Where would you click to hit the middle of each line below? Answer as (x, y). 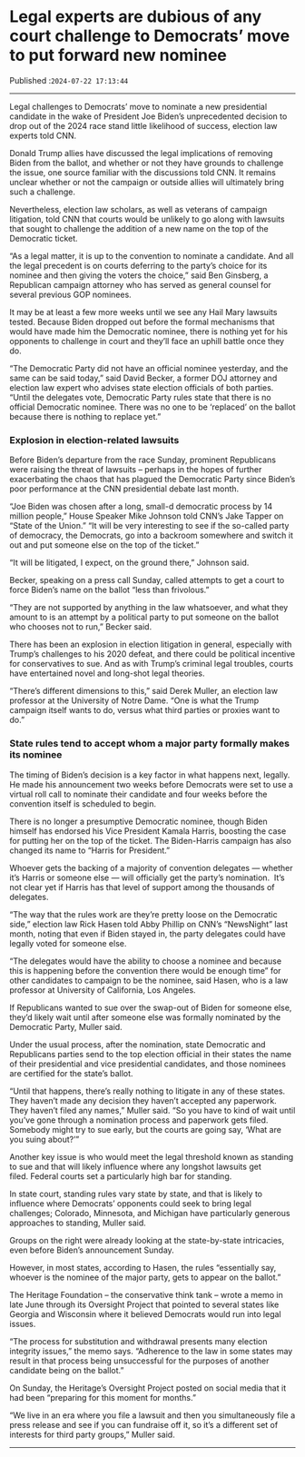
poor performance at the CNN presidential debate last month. (124, 489)
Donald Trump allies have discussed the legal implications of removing (141, 153)
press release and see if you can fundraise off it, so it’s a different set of (144, 1424)
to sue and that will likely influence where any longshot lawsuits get (135, 1166)
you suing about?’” (44, 1139)
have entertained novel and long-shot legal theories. (107, 673)
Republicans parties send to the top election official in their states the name (151, 1054)
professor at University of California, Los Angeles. (103, 990)
